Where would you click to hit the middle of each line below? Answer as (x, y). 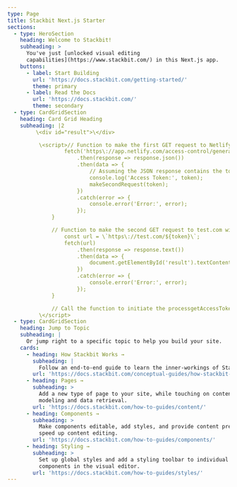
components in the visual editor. (89, 466)
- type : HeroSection (44, 34)
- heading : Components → (62, 413)
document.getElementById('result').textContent (160, 263)
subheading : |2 (42, 125)
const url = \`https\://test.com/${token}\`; (132, 236)
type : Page (23, 14)
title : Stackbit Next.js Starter (56, 20)
